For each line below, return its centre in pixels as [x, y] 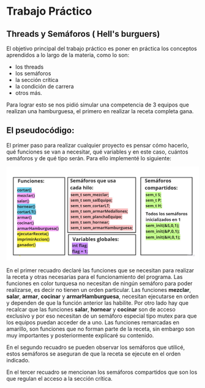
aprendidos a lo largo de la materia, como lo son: [68, 55]
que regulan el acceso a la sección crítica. [60, 379]
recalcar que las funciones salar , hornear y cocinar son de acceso [91, 310]
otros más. [29, 93]
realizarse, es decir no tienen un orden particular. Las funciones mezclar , [99, 290]
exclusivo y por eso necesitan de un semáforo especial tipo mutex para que [102, 316]
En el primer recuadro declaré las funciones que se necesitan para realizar [100, 270]
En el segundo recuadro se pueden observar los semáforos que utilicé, [96, 348]
